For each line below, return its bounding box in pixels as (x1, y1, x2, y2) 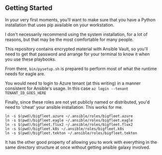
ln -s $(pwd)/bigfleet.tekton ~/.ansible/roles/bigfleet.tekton (5, 131, 137, 136)
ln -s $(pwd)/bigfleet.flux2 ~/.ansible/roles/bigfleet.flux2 (5, 122, 133, 127)
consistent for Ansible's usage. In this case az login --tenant (5, 85, 129, 91)
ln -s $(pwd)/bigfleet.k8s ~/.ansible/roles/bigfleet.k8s (5, 126, 124, 131)
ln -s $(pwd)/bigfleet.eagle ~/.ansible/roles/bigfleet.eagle (5, 118, 133, 123)
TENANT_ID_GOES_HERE (5, 90, 47, 95)
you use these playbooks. (5, 56, 57, 62)
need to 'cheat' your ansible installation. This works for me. (5, 104, 123, 110)
